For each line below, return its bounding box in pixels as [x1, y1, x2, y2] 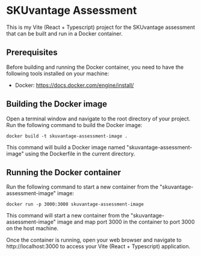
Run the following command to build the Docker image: [6, 121, 143, 128]
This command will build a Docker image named [6, 143, 125, 151]
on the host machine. [6, 225, 59, 232]
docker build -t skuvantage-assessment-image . [6, 133, 128, 139]
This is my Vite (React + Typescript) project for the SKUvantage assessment [6, 23, 196, 31]
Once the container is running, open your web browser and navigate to [6, 236, 182, 244]
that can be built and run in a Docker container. [6, 30, 123, 37]
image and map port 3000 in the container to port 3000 [57, 218, 195, 226]
